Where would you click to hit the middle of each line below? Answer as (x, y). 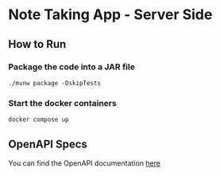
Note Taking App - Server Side (110, 15)
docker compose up (39, 120)
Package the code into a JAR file (71, 67)
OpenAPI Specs (48, 144)
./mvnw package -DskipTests (55, 83)
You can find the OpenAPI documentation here (85, 163)
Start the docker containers (62, 103)
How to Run (37, 44)
